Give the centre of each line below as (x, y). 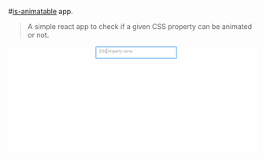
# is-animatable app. (41, 11)
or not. (38, 35)
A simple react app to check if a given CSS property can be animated (139, 26)
